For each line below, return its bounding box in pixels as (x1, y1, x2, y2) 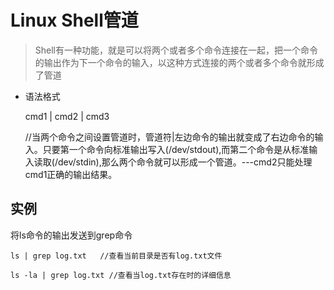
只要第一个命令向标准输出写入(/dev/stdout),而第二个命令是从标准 (42, 143, 310, 155)
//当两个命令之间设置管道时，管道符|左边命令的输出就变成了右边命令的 (24, 131, 315, 143)
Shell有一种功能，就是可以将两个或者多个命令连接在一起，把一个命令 (34, 44, 318, 56)
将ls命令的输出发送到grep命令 (10, 229, 133, 241)
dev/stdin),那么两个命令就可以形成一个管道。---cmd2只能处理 (57, 156, 313, 168)
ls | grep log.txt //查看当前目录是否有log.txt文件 (10, 251, 223, 261)
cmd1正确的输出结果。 (24, 168, 118, 180)
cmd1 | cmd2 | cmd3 (24, 110, 110, 122)
